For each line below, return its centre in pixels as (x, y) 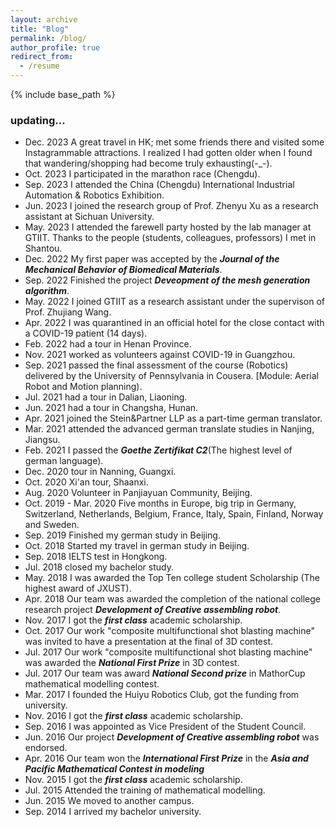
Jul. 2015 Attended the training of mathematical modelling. (145, 790)
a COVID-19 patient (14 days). (86, 333)
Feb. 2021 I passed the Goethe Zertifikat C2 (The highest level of (158, 450)
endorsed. (46, 748)
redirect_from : (42, 57)
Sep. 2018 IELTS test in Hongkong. (96, 557)
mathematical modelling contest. (92, 684)
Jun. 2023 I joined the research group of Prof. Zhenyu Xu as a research (171, 206)
